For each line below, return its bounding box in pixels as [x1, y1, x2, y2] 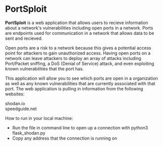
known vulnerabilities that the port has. [5, 65, 84, 72]
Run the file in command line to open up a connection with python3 [12, 124, 148, 131]
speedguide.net [5, 106, 37, 112]
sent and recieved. [5, 35, 43, 41]
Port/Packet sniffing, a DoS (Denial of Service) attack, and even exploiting [5, 60, 155, 66]
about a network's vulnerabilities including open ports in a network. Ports [5, 25, 153, 30]
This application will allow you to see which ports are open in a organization [5, 75, 158, 81]
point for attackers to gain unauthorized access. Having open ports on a [5, 50, 151, 56]
